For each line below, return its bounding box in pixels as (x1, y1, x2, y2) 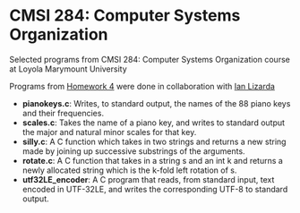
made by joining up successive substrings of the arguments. (21, 145, 245, 157)
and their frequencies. (21, 107, 105, 118)
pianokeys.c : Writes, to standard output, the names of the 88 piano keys (21, 98, 291, 108)
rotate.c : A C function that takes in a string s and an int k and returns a (21, 155, 284, 166)
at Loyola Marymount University (9, 64, 127, 74)
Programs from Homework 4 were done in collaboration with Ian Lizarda (9, 81, 276, 91)
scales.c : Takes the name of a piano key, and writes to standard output (21, 117, 285, 128)
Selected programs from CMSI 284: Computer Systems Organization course (9, 54, 291, 64)
